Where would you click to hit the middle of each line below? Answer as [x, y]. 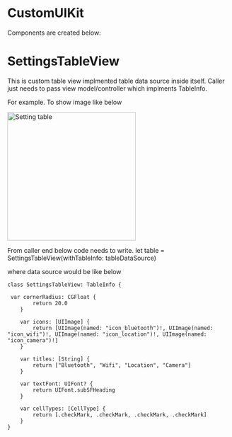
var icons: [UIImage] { [55, 322]
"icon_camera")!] [33, 340]
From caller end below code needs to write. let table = [86, 250]
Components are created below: [54, 33]
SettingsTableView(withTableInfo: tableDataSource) [82, 258]
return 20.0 [51, 303]
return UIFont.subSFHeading [74, 390]
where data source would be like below [64, 271]
